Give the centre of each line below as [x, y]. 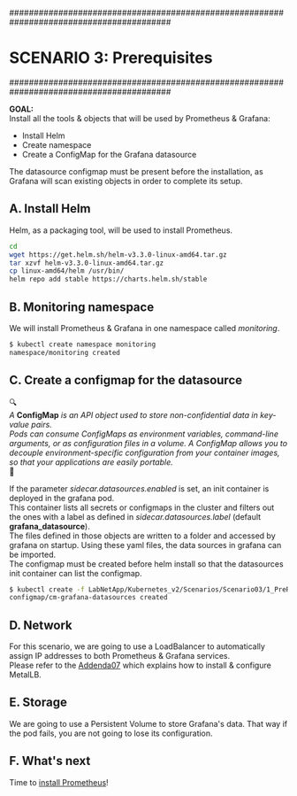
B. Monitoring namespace [82, 307]
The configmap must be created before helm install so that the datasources [147, 564]
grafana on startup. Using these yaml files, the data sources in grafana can [145, 545]
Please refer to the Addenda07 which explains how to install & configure [140, 665]
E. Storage [38, 703]
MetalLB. [25, 675]
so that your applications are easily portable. [91, 462]
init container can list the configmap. [76, 573]
